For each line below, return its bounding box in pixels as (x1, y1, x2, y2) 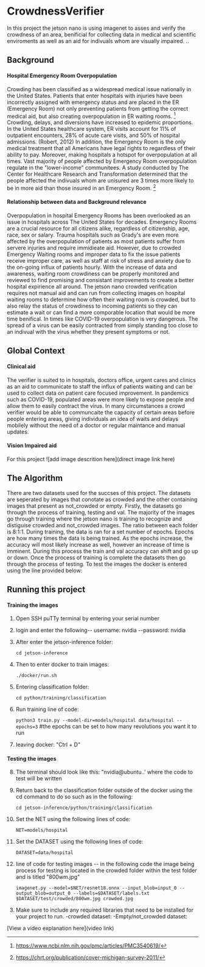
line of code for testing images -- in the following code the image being (15, 861, 195, 868)
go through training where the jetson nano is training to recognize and (7, 515, 182, 522)
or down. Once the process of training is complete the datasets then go (7, 553, 186, 561)
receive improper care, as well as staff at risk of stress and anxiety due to (7, 257, 191, 265)
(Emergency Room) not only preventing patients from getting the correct (7, 105, 189, 112)
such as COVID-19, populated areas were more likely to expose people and (7, 395, 195, 403)
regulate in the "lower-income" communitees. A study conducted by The (7, 164, 189, 172)
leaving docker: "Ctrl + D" (15, 741, 81, 749)
